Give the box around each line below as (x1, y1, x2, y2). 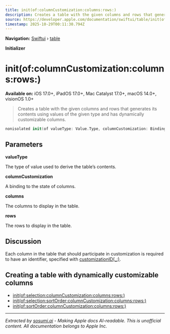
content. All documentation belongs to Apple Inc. (5, 323, 107, 329)
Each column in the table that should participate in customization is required (5, 250, 164, 256)
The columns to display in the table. (5, 203, 80, 209)
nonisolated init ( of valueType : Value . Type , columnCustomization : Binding (5, 126, 166, 132)
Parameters (5, 140, 43, 149)
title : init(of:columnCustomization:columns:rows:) (5, 7, 116, 13)
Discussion (5, 237, 41, 246)
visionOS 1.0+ (5, 96, 34, 102)
